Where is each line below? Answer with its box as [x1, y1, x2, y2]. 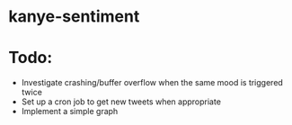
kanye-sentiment [8, 6, 140, 27]
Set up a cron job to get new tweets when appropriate [21, 96, 222, 107]
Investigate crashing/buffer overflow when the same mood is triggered [21, 77, 284, 88]
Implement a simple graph [21, 106, 119, 117]
